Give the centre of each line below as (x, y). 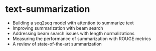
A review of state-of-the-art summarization (57, 44)
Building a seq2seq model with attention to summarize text (73, 23)
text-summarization (48, 9)
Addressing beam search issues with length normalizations (73, 33)
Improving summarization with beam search (58, 28)
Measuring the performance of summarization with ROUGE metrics (82, 39)
